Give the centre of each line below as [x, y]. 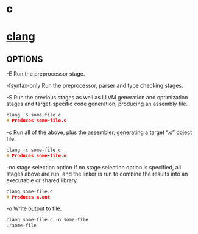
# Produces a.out [28, 197]
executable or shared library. [42, 180]
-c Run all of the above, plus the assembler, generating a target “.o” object [99, 132]
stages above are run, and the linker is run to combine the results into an [97, 174]
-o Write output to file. [34, 208]
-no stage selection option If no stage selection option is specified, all [94, 167]
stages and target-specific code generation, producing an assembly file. [97, 104]
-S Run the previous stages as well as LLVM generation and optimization [97, 97]
